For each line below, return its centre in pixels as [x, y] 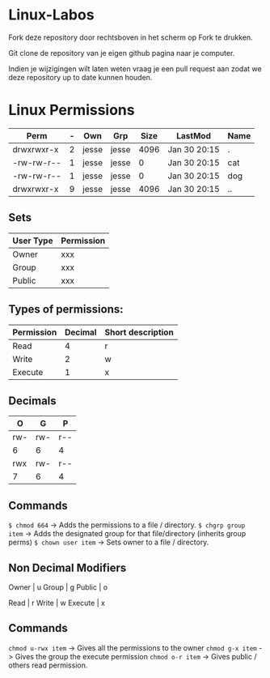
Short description [139, 332]
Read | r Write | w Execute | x [57, 603]
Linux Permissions [72, 110]
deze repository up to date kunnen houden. [80, 77]
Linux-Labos [51, 15]
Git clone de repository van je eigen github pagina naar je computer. [122, 53]
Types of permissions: [66, 309]
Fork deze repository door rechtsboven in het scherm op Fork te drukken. [131, 37]
